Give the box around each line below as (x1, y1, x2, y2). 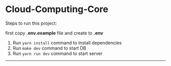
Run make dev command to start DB (12, 45, 87, 51)
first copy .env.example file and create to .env (5, 30, 103, 36)
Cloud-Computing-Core (5, 4, 108, 15)
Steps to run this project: (5, 20, 57, 26)
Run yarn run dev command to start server (12, 50, 103, 56)
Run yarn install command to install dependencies (12, 39, 122, 46)
